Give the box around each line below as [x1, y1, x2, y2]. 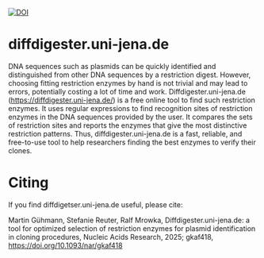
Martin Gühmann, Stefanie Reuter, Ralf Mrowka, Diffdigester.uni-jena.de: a [8, 215, 251, 225]
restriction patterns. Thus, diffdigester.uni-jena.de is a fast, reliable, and [8, 129, 243, 138]
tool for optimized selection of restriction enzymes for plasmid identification [8, 223, 256, 233]
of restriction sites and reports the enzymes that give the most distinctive [8, 120, 247, 130]
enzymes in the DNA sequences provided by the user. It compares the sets [8, 112, 253, 121]
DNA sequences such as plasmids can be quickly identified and [8, 61, 216, 71]
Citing [8, 174, 49, 192]
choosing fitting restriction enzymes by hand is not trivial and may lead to [8, 78, 248, 87]
